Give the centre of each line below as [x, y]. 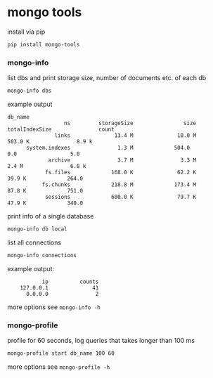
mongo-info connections [42, 255]
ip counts [70, 282]
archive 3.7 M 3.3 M [122, 160]
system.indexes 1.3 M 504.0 [108, 148]
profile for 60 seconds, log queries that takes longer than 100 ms [101, 341]
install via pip [26, 32]
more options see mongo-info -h [54, 307]
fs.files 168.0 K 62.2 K [121, 172]
